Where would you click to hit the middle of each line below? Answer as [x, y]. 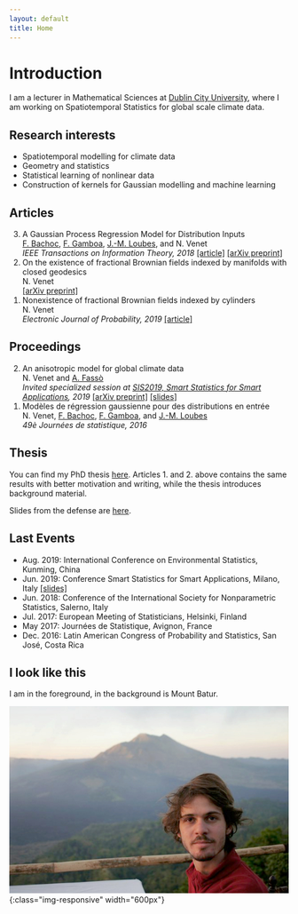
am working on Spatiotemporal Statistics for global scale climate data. [137, 107]
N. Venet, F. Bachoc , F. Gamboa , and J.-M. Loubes [115, 415]
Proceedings [45, 347]
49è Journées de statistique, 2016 [85, 425]
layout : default [39, 19]
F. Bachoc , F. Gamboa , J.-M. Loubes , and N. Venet [115, 243]
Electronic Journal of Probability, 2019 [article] [107, 319]
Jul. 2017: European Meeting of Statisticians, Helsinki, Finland [134, 616]
